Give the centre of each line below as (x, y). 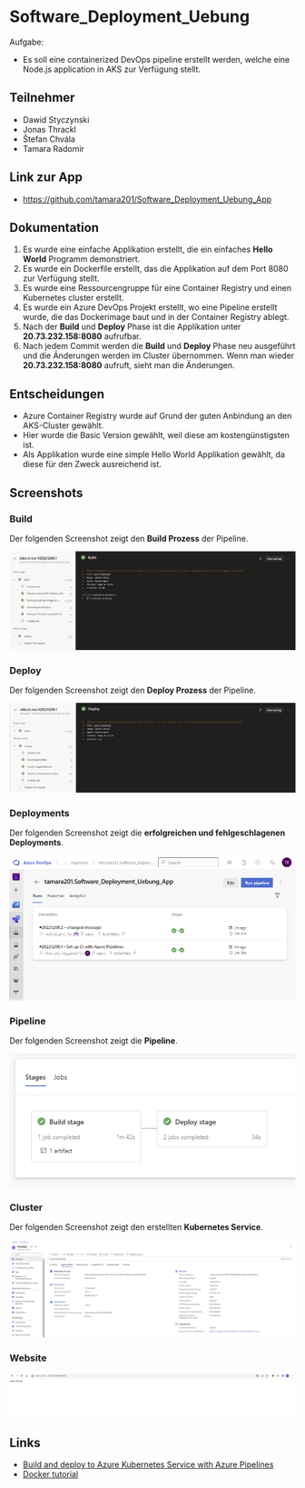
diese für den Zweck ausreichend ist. (92, 464)
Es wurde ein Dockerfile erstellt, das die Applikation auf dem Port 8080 (155, 269)
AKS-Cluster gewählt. (63, 425)
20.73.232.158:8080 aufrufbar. (82, 336)
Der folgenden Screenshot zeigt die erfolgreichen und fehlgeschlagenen (148, 833)
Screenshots (46, 493)
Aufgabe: (26, 42)
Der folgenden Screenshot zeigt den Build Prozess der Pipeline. (129, 538)
